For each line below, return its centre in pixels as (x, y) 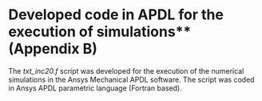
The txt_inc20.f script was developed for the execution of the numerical (126, 71)
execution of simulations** (100, 32)
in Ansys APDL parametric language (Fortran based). (95, 88)
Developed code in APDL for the (116, 15)
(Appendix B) (53, 49)
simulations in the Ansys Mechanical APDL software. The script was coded (131, 79)
